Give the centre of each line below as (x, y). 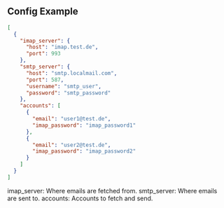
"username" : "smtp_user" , (63, 86)
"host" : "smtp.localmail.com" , (71, 73)
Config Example (43, 12)
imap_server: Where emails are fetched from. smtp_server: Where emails (112, 190)
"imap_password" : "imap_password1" (84, 125)
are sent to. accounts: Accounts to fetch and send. (80, 198)
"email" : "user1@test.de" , (72, 119)
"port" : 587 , (45, 80)
